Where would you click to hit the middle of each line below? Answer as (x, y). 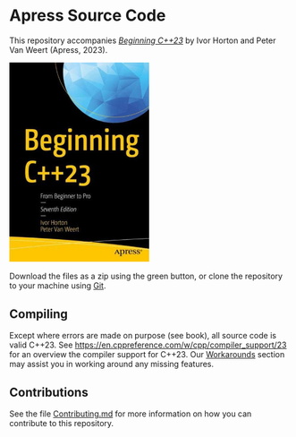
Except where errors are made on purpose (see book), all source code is (143, 336)
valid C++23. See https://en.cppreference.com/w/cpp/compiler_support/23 (148, 345)
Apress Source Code (88, 16)
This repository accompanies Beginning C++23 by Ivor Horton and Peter (143, 40)
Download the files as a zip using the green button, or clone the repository (146, 276)
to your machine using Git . (58, 286)
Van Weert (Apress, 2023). (59, 49)
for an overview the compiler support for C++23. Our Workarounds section (147, 355)
